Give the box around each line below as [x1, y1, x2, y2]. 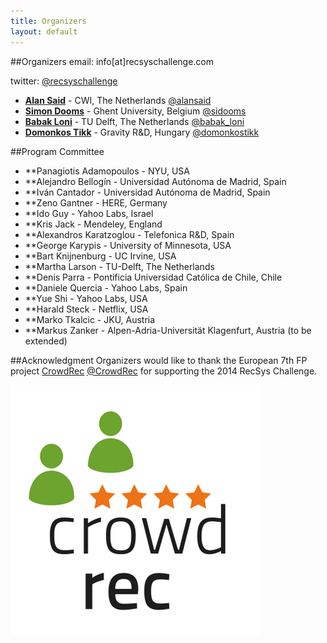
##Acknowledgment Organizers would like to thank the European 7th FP [10, 354, 308, 366]
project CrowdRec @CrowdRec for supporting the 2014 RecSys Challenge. [10, 365, 318, 377]
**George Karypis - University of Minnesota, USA [24, 239, 232, 251]
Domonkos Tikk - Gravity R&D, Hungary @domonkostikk [24, 126, 260, 138]
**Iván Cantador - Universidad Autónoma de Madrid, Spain [24, 186, 271, 198]
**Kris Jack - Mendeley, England [24, 218, 163, 230]
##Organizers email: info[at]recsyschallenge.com [10, 55, 215, 67]
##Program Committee [10, 145, 105, 157]
